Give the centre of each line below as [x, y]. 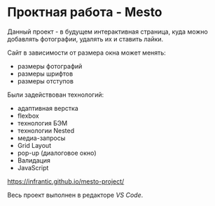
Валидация [34, 160]
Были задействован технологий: [55, 95]
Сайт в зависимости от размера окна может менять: [86, 53]
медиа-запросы [41, 138]
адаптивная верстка [48, 108]
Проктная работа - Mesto [85, 12]
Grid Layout [34, 145]
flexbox [28, 116]
